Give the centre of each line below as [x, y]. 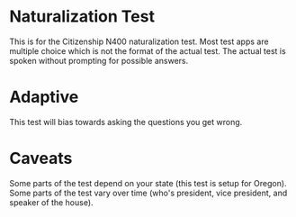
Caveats [41, 158]
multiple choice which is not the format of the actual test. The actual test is [148, 50]
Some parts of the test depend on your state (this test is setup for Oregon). [148, 183]
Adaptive [44, 97]
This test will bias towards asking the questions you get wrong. [126, 122]
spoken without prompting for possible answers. [99, 60]
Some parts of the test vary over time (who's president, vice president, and [148, 193]
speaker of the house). [51, 202]
